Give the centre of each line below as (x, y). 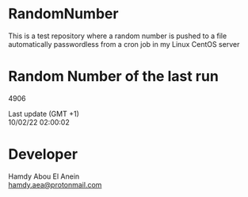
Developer (43, 155)
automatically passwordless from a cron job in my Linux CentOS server (124, 44)
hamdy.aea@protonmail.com (55, 184)
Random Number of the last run (114, 77)
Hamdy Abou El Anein (44, 176)
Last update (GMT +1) (44, 114)
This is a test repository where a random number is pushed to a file (118, 36)
